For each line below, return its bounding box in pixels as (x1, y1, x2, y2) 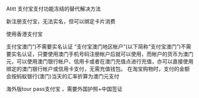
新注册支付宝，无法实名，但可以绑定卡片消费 (6, 18, 116, 25)
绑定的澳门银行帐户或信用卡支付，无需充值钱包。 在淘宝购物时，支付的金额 (6, 65, 190, 72)
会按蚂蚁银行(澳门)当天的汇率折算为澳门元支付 (6, 73, 120, 80)
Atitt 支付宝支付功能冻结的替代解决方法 (6, 5, 101, 12)
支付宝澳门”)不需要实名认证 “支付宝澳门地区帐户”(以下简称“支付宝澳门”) (6, 43, 181, 50)
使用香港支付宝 (6, 30, 43, 37)
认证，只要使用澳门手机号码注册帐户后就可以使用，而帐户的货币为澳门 (21, 50, 194, 58)
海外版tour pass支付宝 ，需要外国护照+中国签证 (6, 86, 123, 92)
